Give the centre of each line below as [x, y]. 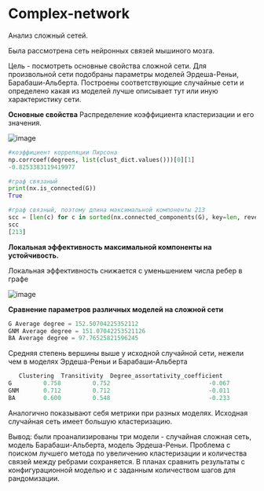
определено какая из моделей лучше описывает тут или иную [113, 90]
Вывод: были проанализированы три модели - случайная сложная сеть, [130, 436]
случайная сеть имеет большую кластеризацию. [90, 421]
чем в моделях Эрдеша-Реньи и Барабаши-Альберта [98, 361]
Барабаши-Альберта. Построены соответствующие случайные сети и [126, 82]
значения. [25, 123]
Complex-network [69, 14]
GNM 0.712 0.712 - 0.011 [119, 391]
